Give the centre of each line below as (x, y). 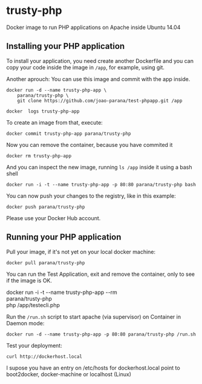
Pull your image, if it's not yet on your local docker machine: (81, 252)
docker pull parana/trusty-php (46, 263)
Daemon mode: (25, 323)
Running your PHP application (64, 237)
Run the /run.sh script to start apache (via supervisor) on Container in (94, 317)
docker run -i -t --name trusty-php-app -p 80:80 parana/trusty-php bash (101, 184)
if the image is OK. (29, 280)
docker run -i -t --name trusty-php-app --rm (62, 292)
